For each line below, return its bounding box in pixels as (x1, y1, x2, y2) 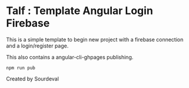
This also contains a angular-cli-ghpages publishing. (6, 53, 134, 60)
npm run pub (6, 65, 35, 71)
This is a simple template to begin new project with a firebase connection (6, 36, 184, 43)
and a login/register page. (6, 42, 69, 49)
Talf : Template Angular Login (6, 4, 153, 18)
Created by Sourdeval (6, 75, 59, 82)
